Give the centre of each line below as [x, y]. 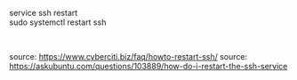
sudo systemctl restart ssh [58, 22]
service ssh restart [44, 13]
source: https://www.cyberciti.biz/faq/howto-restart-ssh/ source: [128, 56]
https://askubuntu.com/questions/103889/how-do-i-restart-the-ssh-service [148, 66]
